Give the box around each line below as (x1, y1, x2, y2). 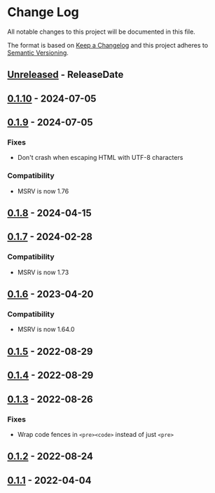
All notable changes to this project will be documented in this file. (7, 27, 196, 36)
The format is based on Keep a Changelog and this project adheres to (7, 41, 209, 49)
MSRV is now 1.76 (17, 187, 69, 195)
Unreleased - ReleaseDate (7, 69, 124, 81)
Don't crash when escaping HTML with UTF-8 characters (17, 154, 183, 162)
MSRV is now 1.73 (17, 268, 69, 276)
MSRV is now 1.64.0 (17, 325, 75, 334)
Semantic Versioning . (7, 48, 69, 57)
